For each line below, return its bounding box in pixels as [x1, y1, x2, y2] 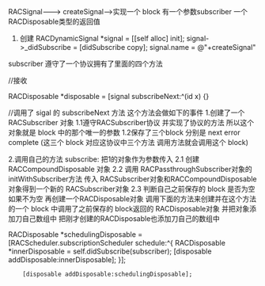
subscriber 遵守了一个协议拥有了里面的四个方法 [8, 59, 164, 68]
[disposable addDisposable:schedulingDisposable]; [22, 270, 193, 278]
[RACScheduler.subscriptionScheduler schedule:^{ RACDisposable [8, 238, 225, 247]
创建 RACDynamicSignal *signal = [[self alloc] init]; [19, 34, 185, 43]
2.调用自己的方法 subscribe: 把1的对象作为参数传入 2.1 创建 [8, 154, 200, 164]
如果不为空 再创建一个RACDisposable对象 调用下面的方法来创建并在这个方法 [8, 194, 257, 204]
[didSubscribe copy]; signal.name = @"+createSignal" [78, 43, 256, 51]
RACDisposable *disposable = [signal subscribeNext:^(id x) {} [8, 92, 210, 101]
